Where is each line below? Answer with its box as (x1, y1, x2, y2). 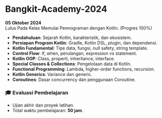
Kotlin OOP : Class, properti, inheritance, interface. (12, 55, 115, 61)
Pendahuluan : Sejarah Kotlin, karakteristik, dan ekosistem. (12, 35, 132, 40)
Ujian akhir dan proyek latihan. (12, 102, 74, 108)
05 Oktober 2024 (5, 20, 42, 26)
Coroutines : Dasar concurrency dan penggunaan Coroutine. (12, 77, 136, 82)
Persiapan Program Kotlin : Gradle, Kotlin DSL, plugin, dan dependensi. (12, 39, 158, 45)
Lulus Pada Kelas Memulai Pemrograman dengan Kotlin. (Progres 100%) (5, 25, 152, 31)
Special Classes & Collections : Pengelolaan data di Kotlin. (12, 61, 132, 67)
